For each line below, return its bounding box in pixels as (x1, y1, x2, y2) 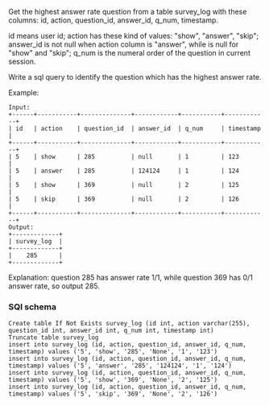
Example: (8, 88, 39, 97)
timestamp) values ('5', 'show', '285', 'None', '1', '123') (8, 348, 218, 356)
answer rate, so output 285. (8, 281, 101, 291)
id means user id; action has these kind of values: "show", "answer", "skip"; (8, 31, 259, 40)
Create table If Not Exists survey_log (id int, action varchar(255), (8, 320, 250, 328)
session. (8, 56, 36, 66)
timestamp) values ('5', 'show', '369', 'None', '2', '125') (8, 376, 218, 384)
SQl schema (8, 301, 56, 313)
